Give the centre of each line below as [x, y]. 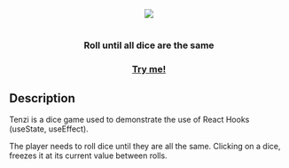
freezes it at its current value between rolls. [88, 156]
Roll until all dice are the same [149, 45]
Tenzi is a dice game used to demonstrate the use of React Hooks [129, 119]
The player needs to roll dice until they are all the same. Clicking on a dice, [145, 146]
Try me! [149, 69]
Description [42, 98]
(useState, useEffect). [49, 129]
